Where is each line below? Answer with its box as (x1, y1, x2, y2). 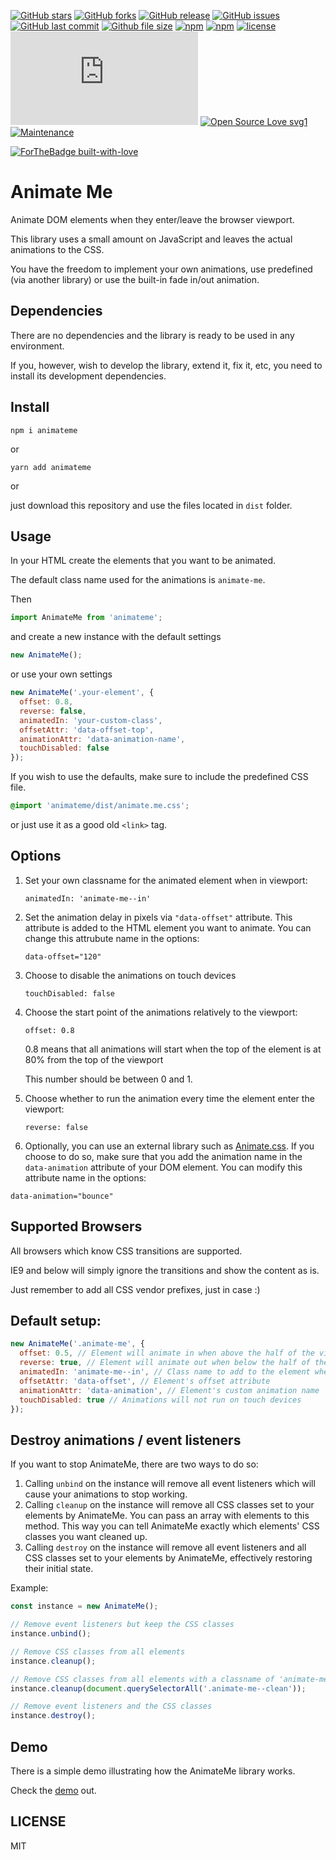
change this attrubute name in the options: (24, 932, 200, 944)
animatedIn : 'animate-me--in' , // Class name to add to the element (19, 1367, 311, 1377)
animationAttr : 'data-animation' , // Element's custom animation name (19, 1385, 320, 1395)
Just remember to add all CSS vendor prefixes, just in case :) (10, 1283, 261, 1295)
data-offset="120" (24, 951, 102, 962)
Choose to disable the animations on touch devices (24, 969, 237, 981)
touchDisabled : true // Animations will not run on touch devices (19, 1395, 302, 1405)
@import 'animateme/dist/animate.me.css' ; (10, 801, 190, 811)
